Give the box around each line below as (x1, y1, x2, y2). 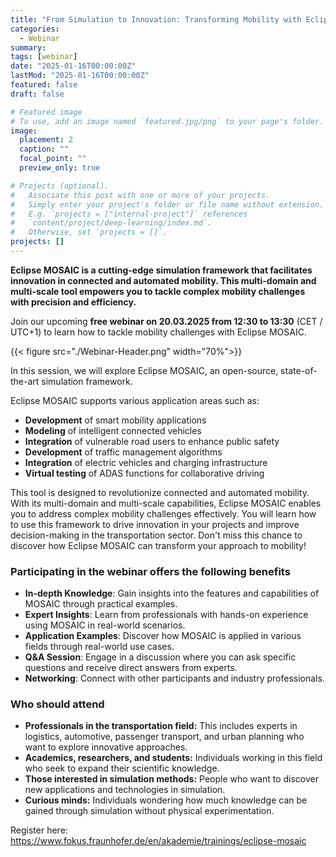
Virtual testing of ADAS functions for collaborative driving (24, 467, 265, 479)
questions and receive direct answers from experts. (24, 662, 238, 674)
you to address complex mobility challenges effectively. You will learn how (10, 507, 317, 520)
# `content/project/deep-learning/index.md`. (10, 218, 213, 228)
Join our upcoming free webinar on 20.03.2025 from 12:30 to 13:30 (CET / (10, 315, 323, 327)
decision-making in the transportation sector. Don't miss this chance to (10, 529, 303, 541)
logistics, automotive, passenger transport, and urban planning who (24, 731, 305, 743)
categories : (10, 24, 60, 34)
